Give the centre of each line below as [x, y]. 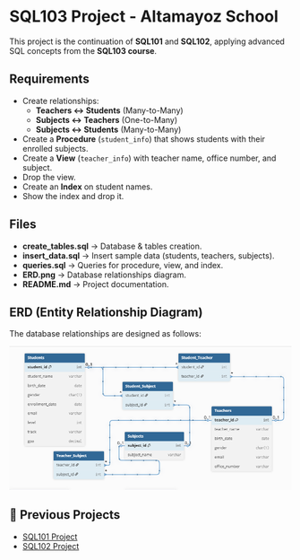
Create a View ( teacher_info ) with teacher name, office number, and [149, 158]
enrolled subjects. [55, 148]
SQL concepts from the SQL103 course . [83, 50]
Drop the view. [49, 177]
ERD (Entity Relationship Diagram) [106, 312]
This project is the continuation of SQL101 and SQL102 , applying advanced [147, 41]
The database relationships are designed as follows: [105, 334]
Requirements [49, 79]
